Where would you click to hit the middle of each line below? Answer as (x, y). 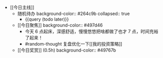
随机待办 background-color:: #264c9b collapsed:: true (73, 13)
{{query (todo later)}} (47, 19)
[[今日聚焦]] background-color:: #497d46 (60, 25)
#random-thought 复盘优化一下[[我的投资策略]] (73, 44)
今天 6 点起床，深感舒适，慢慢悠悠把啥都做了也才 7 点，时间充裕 (92, 31)
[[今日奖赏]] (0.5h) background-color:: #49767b (67, 50)
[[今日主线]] (22, 7)
